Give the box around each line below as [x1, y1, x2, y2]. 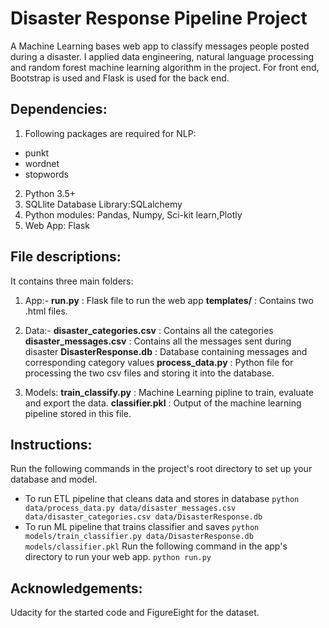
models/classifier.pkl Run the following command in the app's [24, 540, 288, 552]
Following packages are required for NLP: [24, 127, 197, 139]
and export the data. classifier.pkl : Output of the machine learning [24, 397, 302, 409]
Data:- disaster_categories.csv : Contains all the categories [24, 324, 274, 336]
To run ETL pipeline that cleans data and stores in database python [24, 493, 300, 505]
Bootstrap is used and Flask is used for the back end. [10, 72, 230, 84]
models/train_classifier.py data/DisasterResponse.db [24, 532, 254, 542]
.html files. [24, 305, 68, 317]
